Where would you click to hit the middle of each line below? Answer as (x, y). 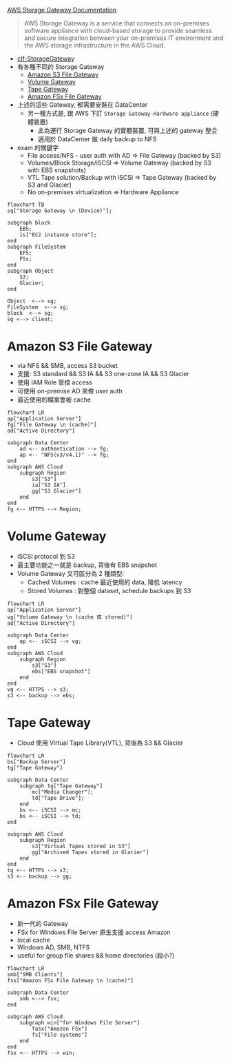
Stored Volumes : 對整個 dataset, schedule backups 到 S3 (109, 590)
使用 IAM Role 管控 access (55, 382)
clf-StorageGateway (45, 59)
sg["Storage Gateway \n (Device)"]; (60, 211)
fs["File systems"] (60, 1035)
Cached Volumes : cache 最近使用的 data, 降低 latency (105, 582)
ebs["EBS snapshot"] (61, 671)
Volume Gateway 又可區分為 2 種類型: (71, 573)
